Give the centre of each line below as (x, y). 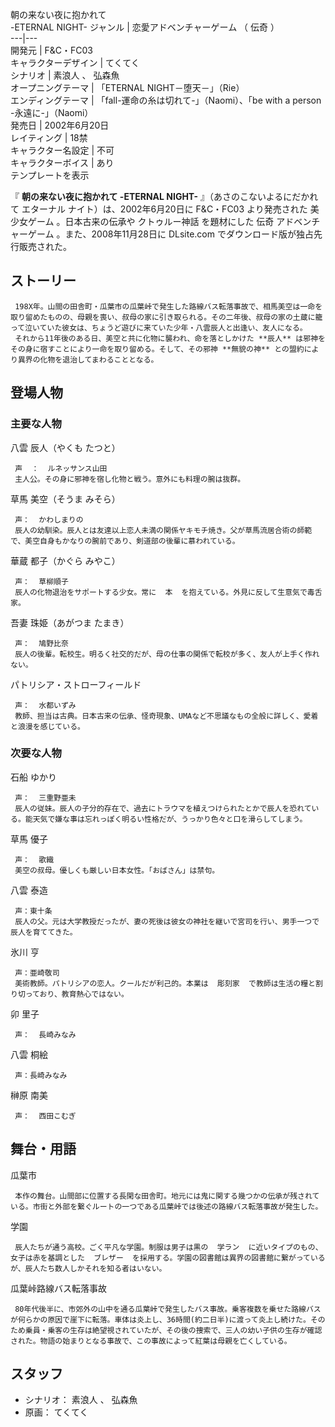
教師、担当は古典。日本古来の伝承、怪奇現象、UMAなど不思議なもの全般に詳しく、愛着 (166, 716)
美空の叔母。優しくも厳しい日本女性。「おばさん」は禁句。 (117, 870)
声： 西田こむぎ (45, 1116)
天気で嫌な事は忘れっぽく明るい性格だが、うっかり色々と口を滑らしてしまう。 (170, 819)
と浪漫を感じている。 (47, 726)
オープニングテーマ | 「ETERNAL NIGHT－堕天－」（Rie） (127, 87)
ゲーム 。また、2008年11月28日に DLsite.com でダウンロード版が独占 (170, 234)
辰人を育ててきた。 (44, 932)
